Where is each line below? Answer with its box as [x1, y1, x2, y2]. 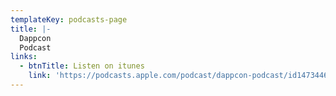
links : [10, 52, 38, 62]
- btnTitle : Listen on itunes [19, 61, 145, 71]
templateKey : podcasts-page [10, 14, 128, 25]
